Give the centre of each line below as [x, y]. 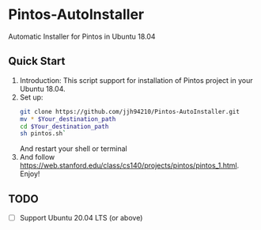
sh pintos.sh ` [43, 134]
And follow [37, 157]
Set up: [31, 97]
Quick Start [37, 61]
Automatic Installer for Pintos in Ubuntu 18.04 [82, 36]
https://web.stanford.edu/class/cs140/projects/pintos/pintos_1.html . [129, 166]
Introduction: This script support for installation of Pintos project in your [136, 80]
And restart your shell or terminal [74, 149]
